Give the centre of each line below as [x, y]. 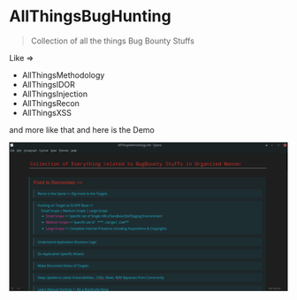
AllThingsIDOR [48, 84]
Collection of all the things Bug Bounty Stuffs [112, 41]
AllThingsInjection [55, 94]
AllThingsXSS [47, 112]
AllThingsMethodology [63, 75]
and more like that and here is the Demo [82, 129]
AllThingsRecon [50, 103]
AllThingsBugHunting [90, 16]
